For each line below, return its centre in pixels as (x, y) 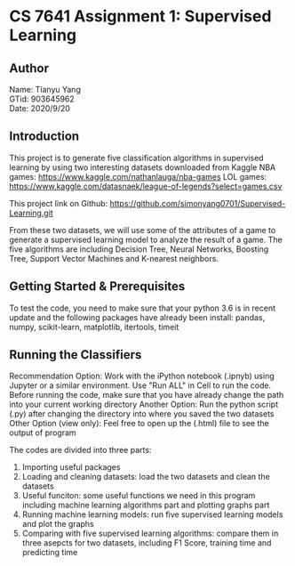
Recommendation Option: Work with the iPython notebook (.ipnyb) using (142, 376)
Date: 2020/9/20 (40, 108)
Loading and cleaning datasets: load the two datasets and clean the (146, 477)
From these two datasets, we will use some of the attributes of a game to (143, 230)
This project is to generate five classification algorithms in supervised (136, 158)
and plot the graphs (58, 524)
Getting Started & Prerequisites (97, 287)
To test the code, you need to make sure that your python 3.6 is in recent (143, 308)
